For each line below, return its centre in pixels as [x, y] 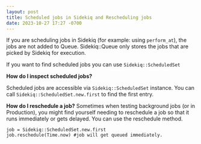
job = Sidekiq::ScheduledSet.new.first [56, 130]
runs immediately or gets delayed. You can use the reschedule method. [94, 119]
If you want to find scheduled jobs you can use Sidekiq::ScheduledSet [93, 64]
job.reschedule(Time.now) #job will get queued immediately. [85, 135]
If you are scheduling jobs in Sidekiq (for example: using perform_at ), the [97, 40]
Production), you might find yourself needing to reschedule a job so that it [98, 113]
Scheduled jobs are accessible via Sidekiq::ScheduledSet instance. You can [100, 88]
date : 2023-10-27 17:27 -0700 [44, 23]
